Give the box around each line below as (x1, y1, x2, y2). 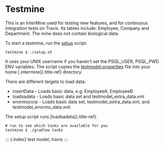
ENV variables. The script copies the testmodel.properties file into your (5, 64, 151, 70)
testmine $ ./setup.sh (5, 50, 52, 55)
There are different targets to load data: (5, 78, 86, 84)
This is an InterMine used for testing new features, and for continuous (5, 20, 148, 26)
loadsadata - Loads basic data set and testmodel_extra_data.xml (12, 93, 145, 99)
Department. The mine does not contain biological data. (5, 30, 119, 36)
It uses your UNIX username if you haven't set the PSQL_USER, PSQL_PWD (5, 58, 159, 64)
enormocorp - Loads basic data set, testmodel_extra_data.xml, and (12, 98, 150, 105)
